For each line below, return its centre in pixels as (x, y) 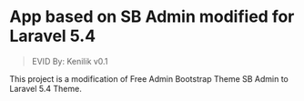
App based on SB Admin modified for (152, 17)
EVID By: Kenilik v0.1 (70, 61)
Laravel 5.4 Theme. (46, 88)
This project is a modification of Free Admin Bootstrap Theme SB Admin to (149, 78)
